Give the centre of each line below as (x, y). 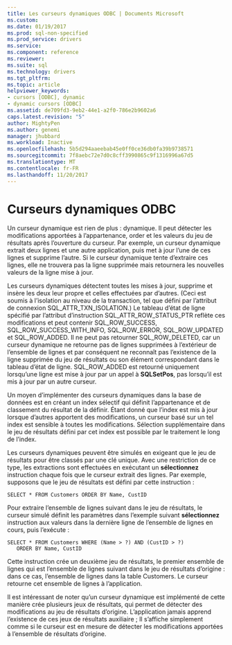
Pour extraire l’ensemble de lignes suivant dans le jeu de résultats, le (105, 508)
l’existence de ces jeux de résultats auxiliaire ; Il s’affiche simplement (105, 619)
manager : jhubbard (34, 136)
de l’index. (22, 439)
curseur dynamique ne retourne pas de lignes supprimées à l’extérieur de (112, 345)
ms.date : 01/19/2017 (37, 26)
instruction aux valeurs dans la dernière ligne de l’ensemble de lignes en (110, 523)
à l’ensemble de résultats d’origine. (57, 634)
